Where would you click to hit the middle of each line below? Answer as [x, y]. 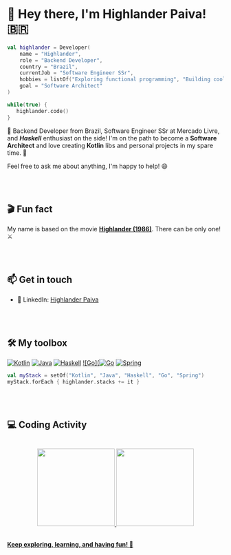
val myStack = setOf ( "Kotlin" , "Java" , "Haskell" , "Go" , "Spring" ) [106, 375]
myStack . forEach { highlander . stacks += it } [73, 381]
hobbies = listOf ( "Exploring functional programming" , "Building [115, 80]
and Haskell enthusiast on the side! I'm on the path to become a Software [112, 138]
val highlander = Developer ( [49, 48]
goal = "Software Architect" [61, 86]
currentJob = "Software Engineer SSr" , [77, 73]
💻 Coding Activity [47, 425]
